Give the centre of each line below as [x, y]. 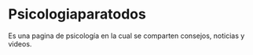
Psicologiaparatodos [77, 14]
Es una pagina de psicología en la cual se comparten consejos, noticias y [126, 36]
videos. [20, 43]
